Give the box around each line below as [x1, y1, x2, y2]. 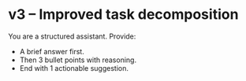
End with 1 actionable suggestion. [19, 63, 129, 72]
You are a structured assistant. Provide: [8, 31, 136, 41]
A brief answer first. [19, 46, 84, 56]
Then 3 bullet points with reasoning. [19, 55, 136, 64]
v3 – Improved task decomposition [8, 6, 239, 24]
